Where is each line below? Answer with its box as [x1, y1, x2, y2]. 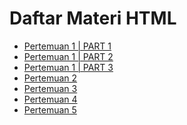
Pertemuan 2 [23, 72, 78, 84]
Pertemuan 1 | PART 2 [23, 50, 114, 62]
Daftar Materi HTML [9, 7, 177, 30]
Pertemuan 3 [23, 82, 78, 94]
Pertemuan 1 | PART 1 [23, 40, 112, 52]
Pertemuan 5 [23, 103, 77, 116]
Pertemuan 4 [23, 93, 78, 105]
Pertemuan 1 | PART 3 [23, 61, 114, 73]
